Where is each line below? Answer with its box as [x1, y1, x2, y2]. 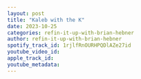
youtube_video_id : [7, 49, 60, 56]
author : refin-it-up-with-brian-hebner [7, 36, 122, 43]
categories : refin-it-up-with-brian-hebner [7, 29, 135, 36]
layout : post [7, 10, 45, 17]
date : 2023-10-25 [7, 23, 57, 30]
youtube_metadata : [7, 61, 60, 68]
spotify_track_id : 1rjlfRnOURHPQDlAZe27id [7, 42, 131, 49]
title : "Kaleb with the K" [7, 16, 85, 23]
